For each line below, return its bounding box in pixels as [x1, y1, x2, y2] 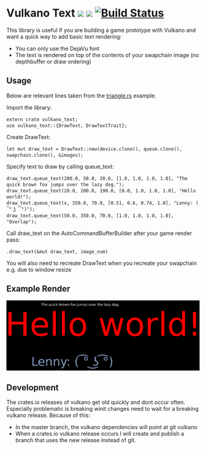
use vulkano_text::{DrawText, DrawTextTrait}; [6, 123, 128, 129]
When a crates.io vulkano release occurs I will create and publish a [15, 430, 185, 438]
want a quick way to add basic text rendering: [6, 32, 122, 40]
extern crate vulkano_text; [6, 116, 78, 123]
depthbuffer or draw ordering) [15, 58, 92, 65]
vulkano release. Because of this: [6, 411, 91, 419]
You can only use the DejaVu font [15, 45, 100, 52]
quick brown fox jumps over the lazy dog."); [6, 181, 124, 188]
